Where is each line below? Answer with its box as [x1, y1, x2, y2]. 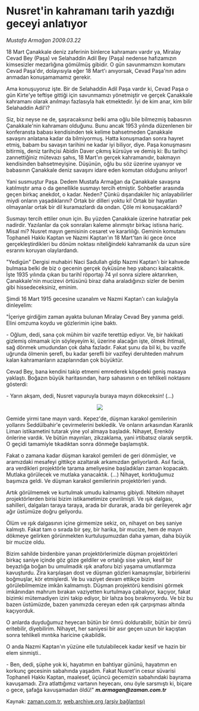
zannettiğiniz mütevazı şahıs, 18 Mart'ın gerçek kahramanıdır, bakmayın [6, 153, 181, 161]
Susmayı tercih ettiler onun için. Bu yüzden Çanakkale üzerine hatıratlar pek [6, 215, 191, 222]
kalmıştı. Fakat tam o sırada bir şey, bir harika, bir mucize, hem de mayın [6, 525, 182, 533]
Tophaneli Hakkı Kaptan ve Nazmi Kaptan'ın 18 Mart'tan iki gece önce [6, 234, 176, 241]
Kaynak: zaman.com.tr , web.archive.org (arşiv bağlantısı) [6, 697, 146, 705]
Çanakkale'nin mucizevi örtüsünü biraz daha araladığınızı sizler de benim [6, 277, 185, 284]
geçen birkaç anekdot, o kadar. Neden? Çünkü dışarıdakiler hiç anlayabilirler [6, 190, 193, 198]
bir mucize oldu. [6, 538, 46, 546]
